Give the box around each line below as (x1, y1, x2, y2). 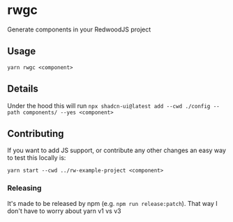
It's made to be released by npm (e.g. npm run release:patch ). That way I (7, 199, 218, 207)
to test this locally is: (7, 154, 66, 162)
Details (7, 83, 38, 95)
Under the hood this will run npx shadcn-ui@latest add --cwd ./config (7, 101, 211, 110)
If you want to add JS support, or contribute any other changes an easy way (7, 146, 227, 155)
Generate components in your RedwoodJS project (7, 25, 151, 34)
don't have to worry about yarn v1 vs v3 (7, 207, 121, 215)
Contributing (7, 128, 64, 140)
